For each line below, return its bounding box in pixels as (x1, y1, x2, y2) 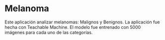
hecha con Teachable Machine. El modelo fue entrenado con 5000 (4, 24, 141, 30)
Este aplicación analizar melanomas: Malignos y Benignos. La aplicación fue (4, 19, 160, 25)
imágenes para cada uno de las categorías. (4, 29, 93, 35)
